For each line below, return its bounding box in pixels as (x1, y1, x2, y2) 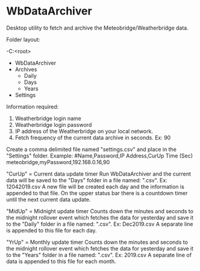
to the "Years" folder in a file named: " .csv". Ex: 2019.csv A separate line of (6, 251, 192, 258)
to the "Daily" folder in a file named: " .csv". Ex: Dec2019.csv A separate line (6, 220, 193, 228)
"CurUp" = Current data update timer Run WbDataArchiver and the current (6, 170, 192, 177)
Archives (14, 65, 37, 73)
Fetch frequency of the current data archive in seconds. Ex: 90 (14, 134, 171, 141)
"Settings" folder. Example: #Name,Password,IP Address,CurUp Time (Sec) (6, 152, 193, 159)
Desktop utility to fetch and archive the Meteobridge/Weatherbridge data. (6, 24, 189, 31)
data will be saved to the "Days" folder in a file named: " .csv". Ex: (6, 176, 167, 183)
